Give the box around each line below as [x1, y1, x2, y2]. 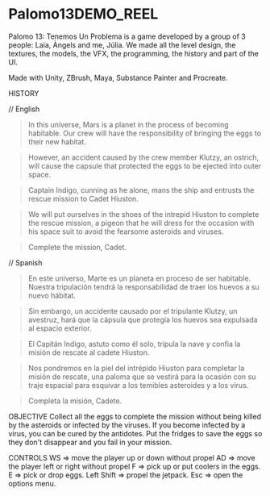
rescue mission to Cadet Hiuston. [27, 194, 139, 203]
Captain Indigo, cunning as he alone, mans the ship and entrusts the [27, 185, 255, 194]
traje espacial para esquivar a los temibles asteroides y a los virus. [27, 380, 249, 390]
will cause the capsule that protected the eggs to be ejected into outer [27, 160, 262, 170]
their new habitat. [27, 136, 87, 146]
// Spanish [8, 257, 43, 267]
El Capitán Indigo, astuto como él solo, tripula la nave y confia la [27, 339, 241, 348]
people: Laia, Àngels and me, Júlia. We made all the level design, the [8, 40, 236, 49]
